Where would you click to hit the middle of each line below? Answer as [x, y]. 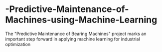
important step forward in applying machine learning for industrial [73, 39]
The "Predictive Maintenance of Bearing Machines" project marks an [76, 33]
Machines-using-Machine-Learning [81, 20]
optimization [18, 44]
